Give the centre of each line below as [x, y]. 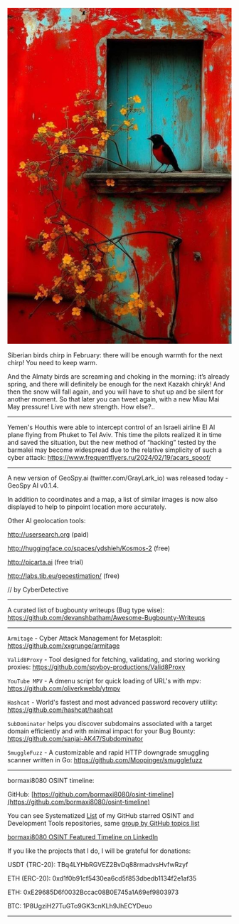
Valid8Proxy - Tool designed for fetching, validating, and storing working [114, 660]
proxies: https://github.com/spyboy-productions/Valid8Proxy [96, 667]
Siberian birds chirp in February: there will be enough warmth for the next [115, 355]
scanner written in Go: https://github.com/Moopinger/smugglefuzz [105, 760]
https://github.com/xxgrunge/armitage [64, 646]
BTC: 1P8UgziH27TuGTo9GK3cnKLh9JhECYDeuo [80, 906]
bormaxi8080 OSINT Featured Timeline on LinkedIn [83, 837]
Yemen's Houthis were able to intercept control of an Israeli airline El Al [111, 427]
